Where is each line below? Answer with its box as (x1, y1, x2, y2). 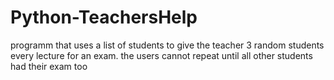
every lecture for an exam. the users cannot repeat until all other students (10, 49, 313, 61)
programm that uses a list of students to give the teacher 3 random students (10, 39, 325, 51)
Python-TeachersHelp (10, 6, 198, 29)
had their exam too (10, 60, 88, 72)
